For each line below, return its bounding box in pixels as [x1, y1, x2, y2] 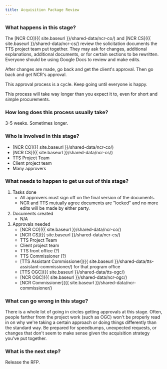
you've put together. [5, 335, 47, 341]
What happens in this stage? [5, 24, 76, 31]
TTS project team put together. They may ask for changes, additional [5, 46, 147, 52]
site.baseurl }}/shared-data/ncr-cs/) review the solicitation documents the [5, 41, 157, 47]
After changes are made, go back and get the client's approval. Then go [5, 66, 153, 72]
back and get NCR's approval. [5, 71, 67, 78]
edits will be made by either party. [19, 205, 90, 211]
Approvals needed [12, 221, 51, 227]
